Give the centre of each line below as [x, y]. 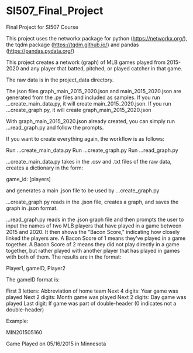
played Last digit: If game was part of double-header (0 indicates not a [91, 303]
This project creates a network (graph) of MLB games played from [86, 62]
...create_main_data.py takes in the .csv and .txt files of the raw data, [89, 161]
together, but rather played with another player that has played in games [93, 250]
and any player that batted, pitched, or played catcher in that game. [101, 68]
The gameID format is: [33, 279]
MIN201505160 [24, 332]
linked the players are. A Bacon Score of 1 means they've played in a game [96, 238]
